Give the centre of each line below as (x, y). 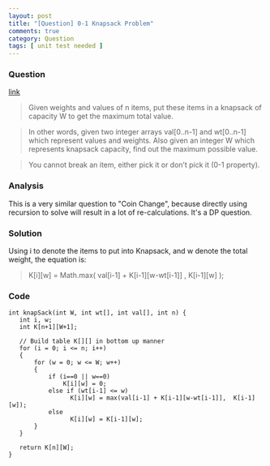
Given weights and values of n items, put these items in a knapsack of (145, 108)
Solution (26, 233)
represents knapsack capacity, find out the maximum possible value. (143, 149)
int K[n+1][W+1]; (49, 327)
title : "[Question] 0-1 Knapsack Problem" (81, 24)
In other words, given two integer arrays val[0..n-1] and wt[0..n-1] (137, 132)
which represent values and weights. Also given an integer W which (141, 141)
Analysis (26, 186)
